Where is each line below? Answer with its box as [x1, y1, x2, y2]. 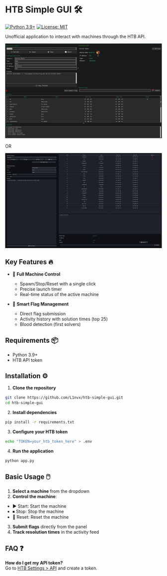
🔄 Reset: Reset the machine [12, 514, 69, 520]
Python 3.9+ [12, 352, 38, 358]
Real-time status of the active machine [19, 291, 99, 297]
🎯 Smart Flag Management [12, 301, 69, 307]
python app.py [5, 458, 35, 463]
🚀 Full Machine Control [12, 271, 61, 277]
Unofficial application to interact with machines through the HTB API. [5, 33, 146, 39]
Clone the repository [12, 385, 56, 391]
